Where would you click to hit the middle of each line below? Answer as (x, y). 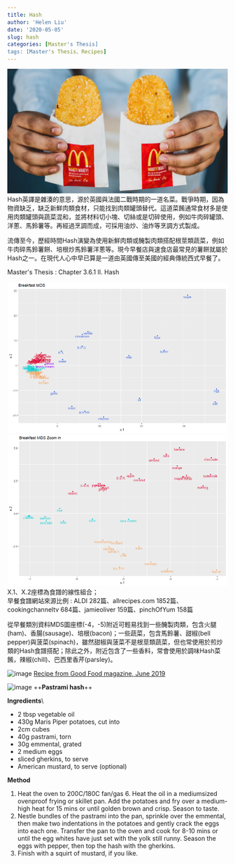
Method (19, 780)
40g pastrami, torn (44, 736)
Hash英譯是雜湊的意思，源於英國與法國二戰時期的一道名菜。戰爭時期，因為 (116, 199)
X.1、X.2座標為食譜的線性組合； (53, 592)
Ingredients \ (26, 701)
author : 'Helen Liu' (37, 22)
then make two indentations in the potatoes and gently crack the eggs (118, 823)
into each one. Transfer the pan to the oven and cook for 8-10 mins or (118, 830)
